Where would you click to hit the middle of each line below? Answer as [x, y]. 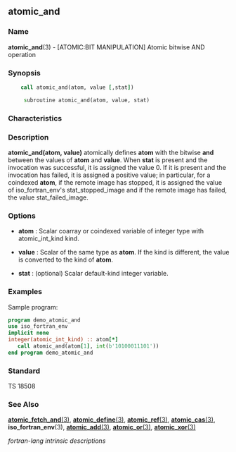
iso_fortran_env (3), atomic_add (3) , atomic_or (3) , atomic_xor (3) [102, 427]
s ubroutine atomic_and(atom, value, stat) [87, 100]
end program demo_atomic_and [51, 353]
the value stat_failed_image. [48, 197]
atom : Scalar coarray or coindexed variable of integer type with [111, 231]
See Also [24, 405]
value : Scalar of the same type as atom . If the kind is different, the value [124, 252]
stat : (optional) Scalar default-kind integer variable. [93, 274]
